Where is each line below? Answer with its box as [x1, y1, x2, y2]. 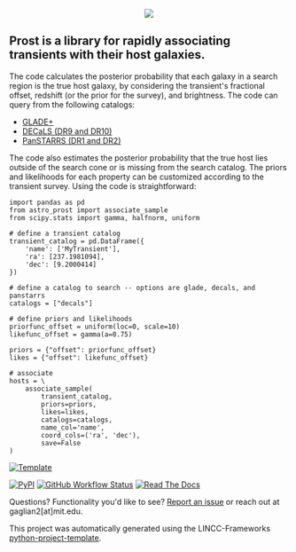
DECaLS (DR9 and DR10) [21, 125, 113, 137]
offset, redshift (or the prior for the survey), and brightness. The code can [9, 90, 278, 100]
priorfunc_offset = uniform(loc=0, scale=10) [9, 322, 180, 331]
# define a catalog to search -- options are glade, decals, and [9, 283, 255, 292]
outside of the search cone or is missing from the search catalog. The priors [9, 162, 287, 172]
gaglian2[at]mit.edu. [9, 506, 83, 517]
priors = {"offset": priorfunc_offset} [9, 345, 157, 354]
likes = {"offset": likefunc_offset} [9, 353, 149, 362]
